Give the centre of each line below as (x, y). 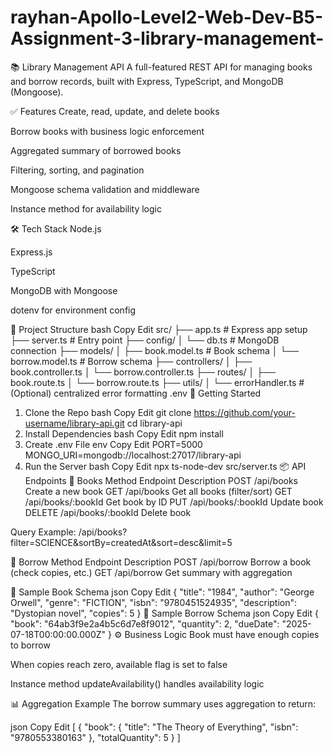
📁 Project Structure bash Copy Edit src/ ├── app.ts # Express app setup (159, 329)
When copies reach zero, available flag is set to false (119, 664)
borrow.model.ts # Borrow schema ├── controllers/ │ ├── (131, 361)
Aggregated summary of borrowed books (96, 150)
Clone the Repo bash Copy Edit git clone (108, 412)
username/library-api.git (74, 423)
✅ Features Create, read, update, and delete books (115, 111)
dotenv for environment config (73, 310)
